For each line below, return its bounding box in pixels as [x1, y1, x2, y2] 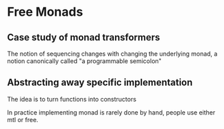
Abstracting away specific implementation [7, 77, 193, 89]
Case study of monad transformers [7, 32, 160, 43]
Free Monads [7, 4, 84, 20]
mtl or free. [7, 115, 39, 124]
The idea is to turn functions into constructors [7, 95, 137, 103]
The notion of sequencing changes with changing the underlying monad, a [7, 49, 218, 58]
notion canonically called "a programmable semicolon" [7, 57, 162, 65]
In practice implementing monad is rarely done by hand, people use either [7, 108, 216, 117]
